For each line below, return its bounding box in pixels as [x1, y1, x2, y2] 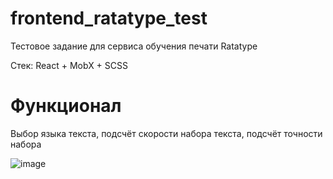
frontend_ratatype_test [10, 7, 208, 30]
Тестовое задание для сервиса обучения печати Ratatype [10, 40, 258, 52]
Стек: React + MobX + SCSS [10, 59, 128, 71]
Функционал [10, 95, 122, 117]
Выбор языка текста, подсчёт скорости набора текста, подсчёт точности [10, 127, 323, 139]
